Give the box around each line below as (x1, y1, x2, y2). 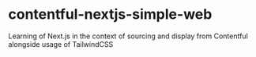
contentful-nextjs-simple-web (8, 5, 213, 23)
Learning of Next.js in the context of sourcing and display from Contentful (8, 31, 249, 41)
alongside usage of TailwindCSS (8, 39, 114, 48)
